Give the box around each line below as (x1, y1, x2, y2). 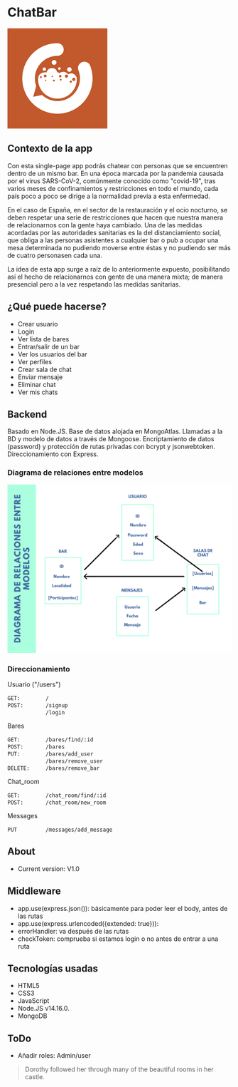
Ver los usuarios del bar (17, 350, 87, 359)
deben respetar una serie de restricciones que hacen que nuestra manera (7, 213, 224, 222)
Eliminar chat (17, 380, 56, 388)
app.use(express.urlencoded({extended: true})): (17, 919, 159, 927)
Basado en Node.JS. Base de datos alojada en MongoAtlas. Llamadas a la (7, 427, 223, 436)
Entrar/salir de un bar (17, 342, 80, 351)
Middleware (7, 885, 62, 897)
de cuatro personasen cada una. (7, 251, 103, 259)
